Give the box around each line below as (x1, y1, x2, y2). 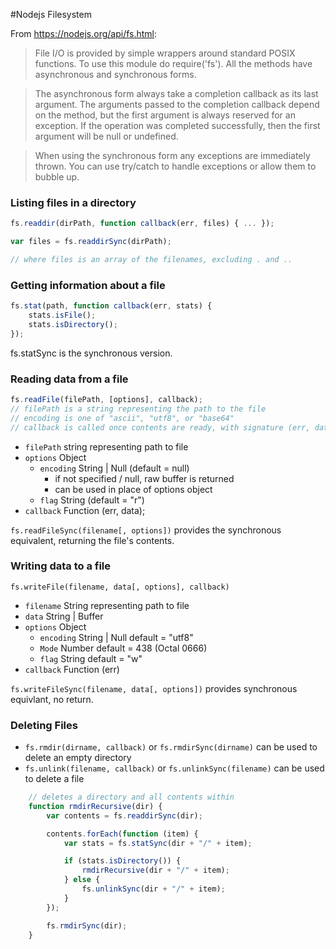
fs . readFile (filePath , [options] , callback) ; (10, 395, 203, 405)
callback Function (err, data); (24, 504, 146, 516)
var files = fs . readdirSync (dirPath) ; (10, 237, 172, 247)
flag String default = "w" (39, 652, 143, 664)
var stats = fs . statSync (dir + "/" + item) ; (63, 838, 253, 848)
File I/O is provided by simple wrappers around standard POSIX (34, 47, 296, 59)
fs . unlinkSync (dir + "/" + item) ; (81, 884, 226, 894)
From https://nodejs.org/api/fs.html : (10, 28, 158, 39)
